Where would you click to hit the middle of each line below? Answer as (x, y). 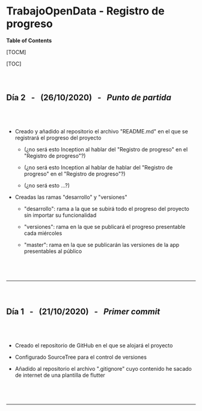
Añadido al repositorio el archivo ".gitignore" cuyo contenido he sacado (103, 368)
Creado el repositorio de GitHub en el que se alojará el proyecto (94, 345)
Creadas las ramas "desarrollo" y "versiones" (71, 197)
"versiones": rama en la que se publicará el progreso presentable (105, 227)
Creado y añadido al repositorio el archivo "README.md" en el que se (101, 132)
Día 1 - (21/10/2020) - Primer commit (83, 312)
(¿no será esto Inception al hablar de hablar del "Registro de (98, 168)
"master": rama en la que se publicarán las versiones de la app (102, 245)
